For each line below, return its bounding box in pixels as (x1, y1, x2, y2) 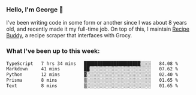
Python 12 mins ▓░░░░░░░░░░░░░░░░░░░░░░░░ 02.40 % (6, 72, 179, 78)
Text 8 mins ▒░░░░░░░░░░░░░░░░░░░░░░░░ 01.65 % (6, 83, 179, 89)
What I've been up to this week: (6, 47, 100, 55)
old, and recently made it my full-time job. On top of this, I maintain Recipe (6, 25, 190, 32)
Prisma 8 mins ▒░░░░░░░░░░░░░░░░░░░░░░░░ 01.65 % (6, 78, 179, 84)
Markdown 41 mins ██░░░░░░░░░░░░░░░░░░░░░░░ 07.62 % (6, 66, 179, 72)
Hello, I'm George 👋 (6, 5, 64, 14)
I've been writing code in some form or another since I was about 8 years (6, 19, 187, 26)
